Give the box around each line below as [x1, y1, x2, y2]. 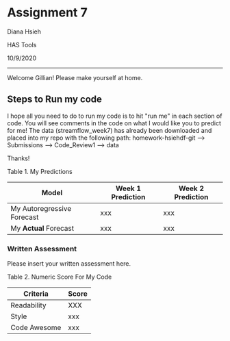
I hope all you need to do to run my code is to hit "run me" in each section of [7, 112, 222, 120]
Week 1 [115, 184, 142, 193]
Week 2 [178, 184, 204, 193]
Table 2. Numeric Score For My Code [7, 273, 112, 281]
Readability [10, 301, 47, 310]
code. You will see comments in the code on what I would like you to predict [7, 118, 221, 127]
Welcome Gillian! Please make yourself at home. [7, 73, 143, 81]
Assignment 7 [7, 5, 88, 21]
